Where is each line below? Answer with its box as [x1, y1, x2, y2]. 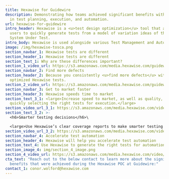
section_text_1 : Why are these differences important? [5, 59, 123, 64]
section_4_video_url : [5, 152, 51, 157]
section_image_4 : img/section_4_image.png [5, 147, 96, 152]
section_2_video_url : [5, 82, 51, 87]
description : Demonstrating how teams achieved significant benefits [5, 12, 154, 17]
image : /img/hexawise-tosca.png [5, 45, 73, 50]
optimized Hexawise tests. [10, 77, 66, 82]
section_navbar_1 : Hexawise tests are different [5, 49, 109, 54]
